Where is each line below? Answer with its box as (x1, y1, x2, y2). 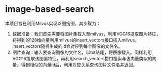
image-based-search (5, 3, 94, 15)
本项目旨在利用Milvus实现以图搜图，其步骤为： (5, 20, 101, 26)
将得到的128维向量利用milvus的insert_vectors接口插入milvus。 (12, 37, 139, 43)
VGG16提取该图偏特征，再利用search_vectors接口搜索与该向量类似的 (12, 55, 152, 61)
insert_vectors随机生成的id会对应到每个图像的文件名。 (12, 43, 122, 49)
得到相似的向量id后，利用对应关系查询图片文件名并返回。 (21, 62, 137, 68)
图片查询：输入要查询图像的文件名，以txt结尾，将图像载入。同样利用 (12, 49, 152, 55)
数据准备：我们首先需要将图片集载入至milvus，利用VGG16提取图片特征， (12, 31, 161, 36)
